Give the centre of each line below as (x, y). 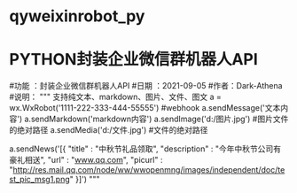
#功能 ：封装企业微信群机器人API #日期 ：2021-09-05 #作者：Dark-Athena (146, 86)
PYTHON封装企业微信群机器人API (134, 60)
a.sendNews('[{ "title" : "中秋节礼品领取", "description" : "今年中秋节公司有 (145, 149)
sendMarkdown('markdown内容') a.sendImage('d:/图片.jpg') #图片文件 (160, 119)
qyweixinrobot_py (77, 16)
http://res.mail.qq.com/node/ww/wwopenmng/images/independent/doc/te (149, 170)
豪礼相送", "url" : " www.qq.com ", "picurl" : (86, 160)
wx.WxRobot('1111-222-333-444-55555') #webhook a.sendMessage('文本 (145, 108)
